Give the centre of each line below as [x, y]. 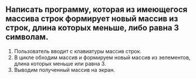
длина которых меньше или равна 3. [60, 63]
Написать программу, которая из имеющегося [97, 10]
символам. [27, 37]
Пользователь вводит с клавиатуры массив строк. [78, 51]
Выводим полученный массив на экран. [64, 70]
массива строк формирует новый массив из [92, 19]
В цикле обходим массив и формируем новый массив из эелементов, [102, 57]
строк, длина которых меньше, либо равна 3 [92, 28]
